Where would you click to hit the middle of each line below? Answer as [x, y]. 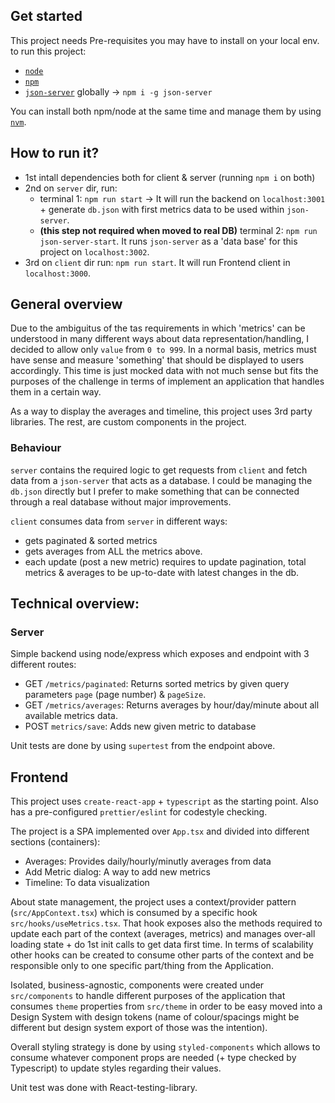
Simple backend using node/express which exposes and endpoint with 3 [160, 654]
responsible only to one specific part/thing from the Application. [142, 966]
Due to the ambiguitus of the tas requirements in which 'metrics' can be [158, 328]
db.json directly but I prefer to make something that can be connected [155, 491]
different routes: [43, 665]
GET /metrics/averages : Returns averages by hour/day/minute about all [172, 705]
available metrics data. [71, 716]
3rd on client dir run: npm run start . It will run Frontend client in [157, 262]
